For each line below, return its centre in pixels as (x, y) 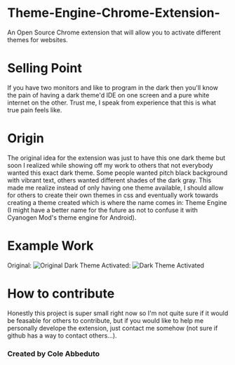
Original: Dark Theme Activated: (69, 265)
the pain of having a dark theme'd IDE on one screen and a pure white (108, 95)
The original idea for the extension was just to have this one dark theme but (116, 158)
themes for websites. (38, 39)
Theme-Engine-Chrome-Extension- (114, 13)
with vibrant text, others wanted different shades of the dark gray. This (109, 180)
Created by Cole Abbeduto (54, 354)
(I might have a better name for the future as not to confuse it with (103, 210)
